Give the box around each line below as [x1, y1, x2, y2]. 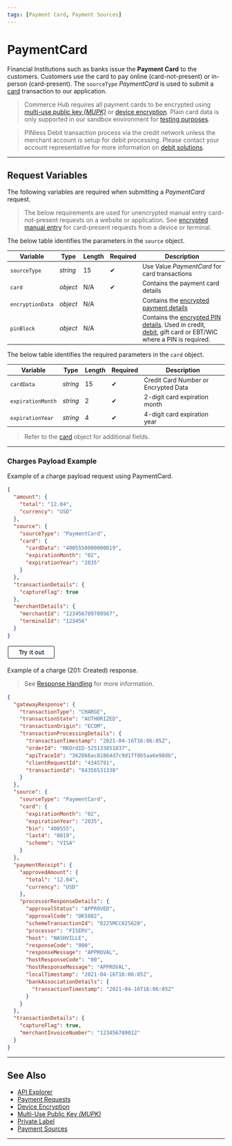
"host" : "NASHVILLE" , [25, 934, 88, 941]
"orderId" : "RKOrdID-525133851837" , [25, 745, 131, 752]
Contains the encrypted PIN [142, 313, 221, 321]
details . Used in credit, [142, 320, 206, 329]
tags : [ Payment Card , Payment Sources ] [7, 11, 122, 18]
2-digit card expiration [144, 393, 209, 401]
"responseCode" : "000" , [25, 942, 95, 949]
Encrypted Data [144, 383, 188, 392]
